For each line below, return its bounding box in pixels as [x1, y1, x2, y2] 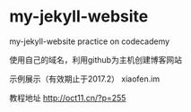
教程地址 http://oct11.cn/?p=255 [9, 92, 126, 103]
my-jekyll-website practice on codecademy [9, 36, 170, 47]
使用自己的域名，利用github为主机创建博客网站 [9, 54, 182, 65]
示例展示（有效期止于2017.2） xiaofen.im [9, 73, 160, 84]
